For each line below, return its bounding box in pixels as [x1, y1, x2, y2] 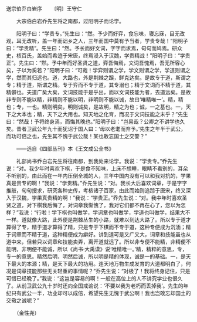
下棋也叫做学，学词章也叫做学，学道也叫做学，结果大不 [56, 209, 191, 216]
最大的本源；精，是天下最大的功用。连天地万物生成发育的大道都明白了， [11, 260, 186, 267]
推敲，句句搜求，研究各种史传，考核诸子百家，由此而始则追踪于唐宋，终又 [6, 187, 186, 194]
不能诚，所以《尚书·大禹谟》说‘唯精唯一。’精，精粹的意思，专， [36, 246, 188, 252]
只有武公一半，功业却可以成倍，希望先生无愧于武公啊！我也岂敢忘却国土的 [11, 290, 191, 296]
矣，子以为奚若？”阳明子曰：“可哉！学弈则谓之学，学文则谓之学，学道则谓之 [6, 67, 191, 73]
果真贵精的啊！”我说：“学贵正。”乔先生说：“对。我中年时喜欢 [36, 194, 182, 201]
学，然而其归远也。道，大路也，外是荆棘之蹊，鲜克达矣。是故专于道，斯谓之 [6, 74, 191, 81]
